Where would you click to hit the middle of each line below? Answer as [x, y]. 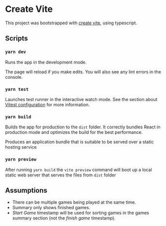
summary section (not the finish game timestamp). [64, 218]
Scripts [17, 38]
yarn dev [16, 52]
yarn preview [21, 159]
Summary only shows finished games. [51, 208]
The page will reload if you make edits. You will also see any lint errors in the [83, 72]
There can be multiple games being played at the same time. [74, 202]
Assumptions [26, 190]
